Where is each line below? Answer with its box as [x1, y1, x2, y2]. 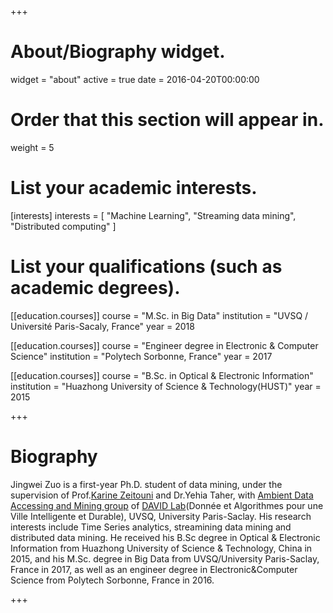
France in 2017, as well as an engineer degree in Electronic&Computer [10, 563, 298, 575]
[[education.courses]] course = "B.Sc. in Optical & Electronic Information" [10, 369, 314, 381]
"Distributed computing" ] [10, 220, 117, 232]
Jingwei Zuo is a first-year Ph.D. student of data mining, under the [10, 478, 283, 490]
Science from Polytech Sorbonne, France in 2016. [10, 574, 215, 586]
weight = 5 [10, 141, 55, 153]
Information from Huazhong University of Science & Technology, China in [10, 542, 313, 554]
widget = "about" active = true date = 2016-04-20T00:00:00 [10, 73, 260, 85]
